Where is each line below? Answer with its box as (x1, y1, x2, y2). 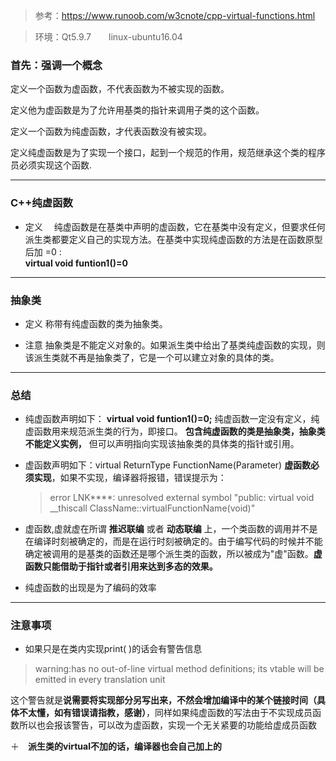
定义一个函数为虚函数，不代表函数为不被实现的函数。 (10, 83, 230, 95)
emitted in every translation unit (34, 674, 166, 686)
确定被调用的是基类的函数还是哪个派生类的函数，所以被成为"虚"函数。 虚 (24, 548, 323, 560)
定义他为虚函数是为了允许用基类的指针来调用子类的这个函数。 (10, 104, 265, 116)
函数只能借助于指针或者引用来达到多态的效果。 (24, 560, 218, 573)
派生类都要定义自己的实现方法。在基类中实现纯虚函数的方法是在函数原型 (24, 233, 323, 245)
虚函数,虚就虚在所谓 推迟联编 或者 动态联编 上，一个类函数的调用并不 (24, 523, 310, 535)
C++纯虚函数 (10, 196, 73, 210)
